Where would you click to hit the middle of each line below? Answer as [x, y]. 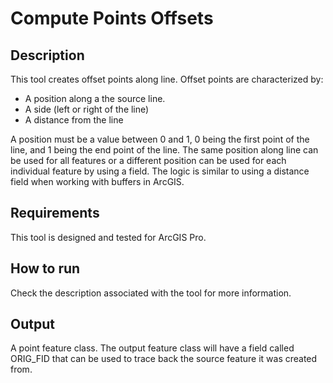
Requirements [55, 213]
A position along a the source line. [95, 98]
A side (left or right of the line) [87, 109]
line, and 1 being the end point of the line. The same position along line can [164, 150]
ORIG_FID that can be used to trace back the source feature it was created [164, 359]
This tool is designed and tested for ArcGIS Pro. [108, 237]
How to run [45, 268]
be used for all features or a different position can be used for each [148, 160]
